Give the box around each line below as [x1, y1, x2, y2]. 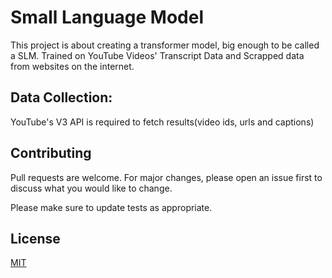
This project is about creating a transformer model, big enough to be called [10, 39, 320, 51]
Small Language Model [10, 6, 205, 29]
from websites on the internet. [10, 60, 135, 72]
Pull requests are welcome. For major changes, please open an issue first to [10, 171, 323, 183]
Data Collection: [10, 89, 113, 106]
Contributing [10, 145, 92, 162]
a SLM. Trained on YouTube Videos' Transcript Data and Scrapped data [10, 49, 305, 61]
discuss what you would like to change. [10, 182, 173, 194]
